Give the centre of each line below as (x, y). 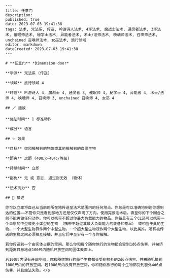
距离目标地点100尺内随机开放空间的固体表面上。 (52, 250)
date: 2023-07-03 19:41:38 (34, 24)
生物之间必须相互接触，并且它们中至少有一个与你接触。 (62, 234)
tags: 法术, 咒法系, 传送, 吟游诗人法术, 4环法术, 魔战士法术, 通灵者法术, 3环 (81, 29)
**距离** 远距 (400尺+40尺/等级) (38, 158)
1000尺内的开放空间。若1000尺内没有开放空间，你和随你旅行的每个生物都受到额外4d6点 (84, 265)
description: (19, 15)
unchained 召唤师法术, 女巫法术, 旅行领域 (46, 40)
